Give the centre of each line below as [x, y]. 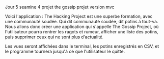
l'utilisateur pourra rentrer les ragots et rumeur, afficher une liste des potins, [82, 32]
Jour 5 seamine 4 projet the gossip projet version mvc [60, 7]
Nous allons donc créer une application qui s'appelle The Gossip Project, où [82, 27]
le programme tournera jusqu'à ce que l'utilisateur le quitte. [65, 51]
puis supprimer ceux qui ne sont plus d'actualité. [55, 37]
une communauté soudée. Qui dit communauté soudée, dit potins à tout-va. [82, 22]
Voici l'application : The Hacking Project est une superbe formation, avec [79, 16]
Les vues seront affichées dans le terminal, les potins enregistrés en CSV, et [82, 46]
